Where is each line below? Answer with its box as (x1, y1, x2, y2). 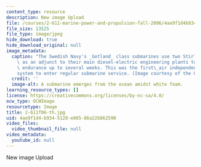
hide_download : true (6, 37, 58, 43)
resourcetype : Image (6, 103, 58, 110)
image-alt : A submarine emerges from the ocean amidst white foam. (11, 82, 184, 88)
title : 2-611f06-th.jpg (6, 109, 66, 115)
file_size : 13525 (6, 25, 50, 32)
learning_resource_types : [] (6, 87, 79, 93)
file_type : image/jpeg (6, 31, 63, 37)
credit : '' (11, 76, 39, 82)
